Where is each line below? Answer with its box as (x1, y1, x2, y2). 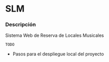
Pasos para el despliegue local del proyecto (12, 51, 104, 57)
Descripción (5, 21, 37, 28)
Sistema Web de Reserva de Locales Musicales (5, 32, 104, 38)
